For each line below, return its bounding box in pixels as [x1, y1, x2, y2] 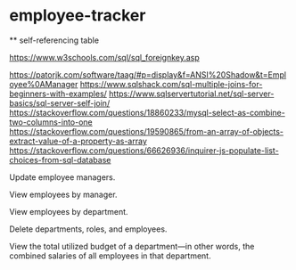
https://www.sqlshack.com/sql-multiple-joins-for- [79, 78, 263, 89]
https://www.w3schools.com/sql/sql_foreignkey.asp [9, 52, 201, 62]
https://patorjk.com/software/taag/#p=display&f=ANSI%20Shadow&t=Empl [9, 69, 287, 80]
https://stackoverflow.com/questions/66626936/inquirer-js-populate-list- [9, 144, 279, 156]
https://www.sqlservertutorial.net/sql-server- [108, 88, 275, 99]
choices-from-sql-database [9, 154, 111, 165]
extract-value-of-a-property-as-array [9, 135, 147, 146]
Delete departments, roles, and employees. [9, 224, 168, 234]
